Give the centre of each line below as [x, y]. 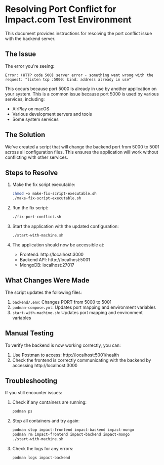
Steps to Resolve [32, 172]
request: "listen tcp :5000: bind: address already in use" [68, 79]
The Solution [25, 135]
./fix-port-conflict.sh [37, 217]
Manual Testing [30, 333]
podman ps [22, 412]
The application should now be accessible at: [58, 245]
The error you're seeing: [30, 66]
